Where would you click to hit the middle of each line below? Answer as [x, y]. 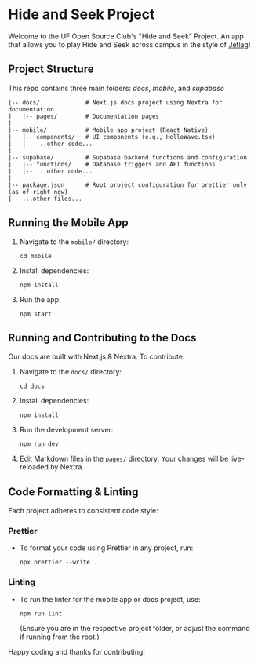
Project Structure [51, 69]
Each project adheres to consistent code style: [83, 511]
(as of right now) [38, 192]
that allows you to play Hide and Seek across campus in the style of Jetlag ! [129, 44]
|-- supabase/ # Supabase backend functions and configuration [127, 157]
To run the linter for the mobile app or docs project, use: [110, 599]
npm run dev [39, 444]
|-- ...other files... [45, 199]
